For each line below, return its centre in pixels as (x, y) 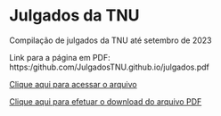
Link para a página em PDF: (60, 57)
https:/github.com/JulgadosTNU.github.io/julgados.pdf (109, 67)
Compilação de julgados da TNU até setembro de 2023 (110, 40)
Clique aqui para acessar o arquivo (73, 84)
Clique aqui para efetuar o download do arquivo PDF (106, 101)
